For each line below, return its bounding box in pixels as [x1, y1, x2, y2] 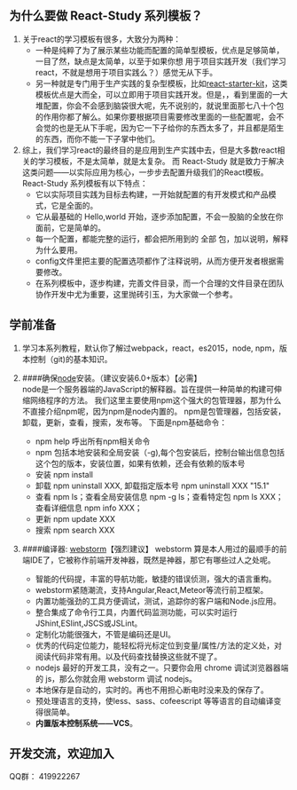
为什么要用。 [35, 244, 82, 255]
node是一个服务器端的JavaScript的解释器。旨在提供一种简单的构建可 [21, 383, 275, 394]
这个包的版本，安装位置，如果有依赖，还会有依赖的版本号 [35, 458, 246, 469]
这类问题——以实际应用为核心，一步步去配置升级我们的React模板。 [21, 167, 269, 178]
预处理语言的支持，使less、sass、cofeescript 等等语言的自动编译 [35, 695, 274, 706]
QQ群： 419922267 [9, 771, 81, 782]
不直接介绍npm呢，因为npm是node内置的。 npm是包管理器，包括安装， [21, 406, 286, 416]
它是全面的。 [51, 200, 98, 210]
